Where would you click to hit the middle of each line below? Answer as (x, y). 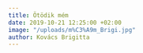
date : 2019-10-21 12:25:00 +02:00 (65, 23)
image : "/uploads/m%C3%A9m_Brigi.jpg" (72, 30)
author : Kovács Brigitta (49, 37)
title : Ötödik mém (38, 15)
